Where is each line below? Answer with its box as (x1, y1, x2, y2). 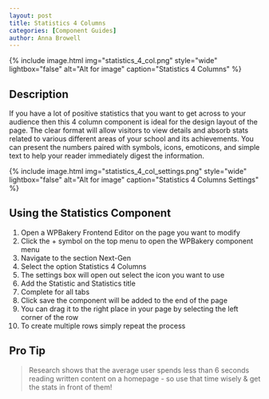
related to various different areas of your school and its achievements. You (9, 134, 255, 144)
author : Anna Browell (9, 34, 81, 42)
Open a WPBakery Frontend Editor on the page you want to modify (20, 227, 240, 237)
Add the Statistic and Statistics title (20, 279, 136, 288)
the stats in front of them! (28, 382, 113, 392)
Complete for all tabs (20, 286, 90, 296)
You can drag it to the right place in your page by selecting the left (20, 304, 239, 314)
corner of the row (20, 312, 79, 322)
